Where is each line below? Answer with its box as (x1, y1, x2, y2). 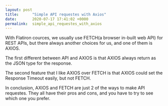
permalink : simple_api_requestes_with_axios (5, 21, 102, 26)
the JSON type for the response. (5, 60, 73, 66)
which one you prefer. (5, 96, 51, 102)
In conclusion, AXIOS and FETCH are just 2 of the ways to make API (5, 85, 145, 91)
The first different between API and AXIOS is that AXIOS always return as (5, 55, 156, 61)
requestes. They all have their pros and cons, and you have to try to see (5, 90, 154, 96)
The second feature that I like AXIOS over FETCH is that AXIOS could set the (5, 70, 163, 76)
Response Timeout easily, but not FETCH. (5, 75, 91, 81)
